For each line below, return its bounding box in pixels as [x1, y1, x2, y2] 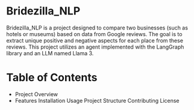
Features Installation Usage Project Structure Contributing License [14, 97, 180, 104]
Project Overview [14, 90, 58, 97]
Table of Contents [6, 71, 98, 85]
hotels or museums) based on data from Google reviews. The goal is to [6, 30, 183, 37]
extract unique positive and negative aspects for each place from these [6, 37, 184, 44]
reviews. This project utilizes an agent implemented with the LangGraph [6, 43, 184, 50]
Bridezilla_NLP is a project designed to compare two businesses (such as [6, 24, 189, 31]
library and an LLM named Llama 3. [6, 49, 94, 57]
